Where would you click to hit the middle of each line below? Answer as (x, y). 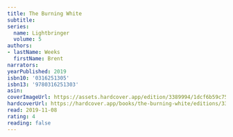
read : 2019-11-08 (32, 110)
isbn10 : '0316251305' (38, 78)
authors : (20, 46)
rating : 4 (21, 116)
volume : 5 (27, 39)
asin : (15, 91)
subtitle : (21, 20)
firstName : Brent (38, 59)
